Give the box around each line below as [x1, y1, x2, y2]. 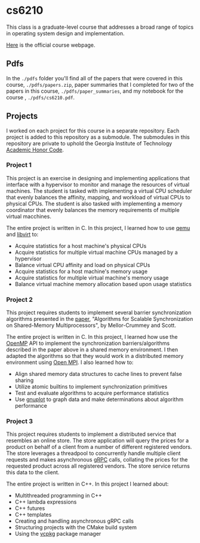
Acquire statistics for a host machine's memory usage [14, 268, 148, 275]
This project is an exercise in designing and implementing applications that [6, 174, 190, 181]
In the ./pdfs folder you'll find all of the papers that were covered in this [6, 74, 183, 81]
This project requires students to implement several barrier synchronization [6, 309, 192, 316]
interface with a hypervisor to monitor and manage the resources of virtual [6, 181, 190, 188]
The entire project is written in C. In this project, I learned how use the [6, 333, 178, 341]
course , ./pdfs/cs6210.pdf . [6, 93, 75, 101]
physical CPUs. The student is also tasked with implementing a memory [6, 200, 183, 207]
